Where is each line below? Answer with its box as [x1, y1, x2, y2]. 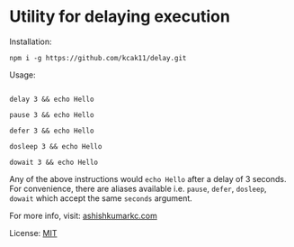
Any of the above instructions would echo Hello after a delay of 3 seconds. [9, 173, 287, 184]
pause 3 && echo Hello [9, 110, 94, 119]
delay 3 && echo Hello [9, 95, 94, 104]
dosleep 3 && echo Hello [9, 142, 102, 151]
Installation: [9, 36, 52, 47]
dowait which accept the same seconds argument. [9, 192, 193, 204]
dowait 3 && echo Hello [9, 158, 99, 167]
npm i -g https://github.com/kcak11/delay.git [9, 53, 187, 62]
